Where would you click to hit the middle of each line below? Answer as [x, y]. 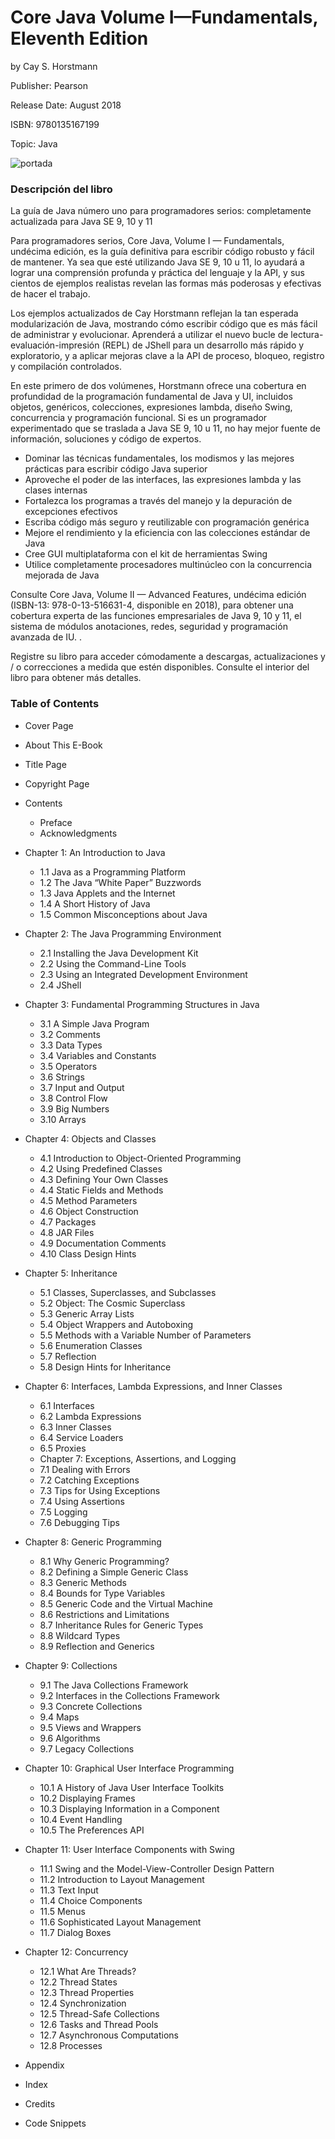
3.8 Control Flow [73, 1098]
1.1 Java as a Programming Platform [113, 872]
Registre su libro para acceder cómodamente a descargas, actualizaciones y [168, 657]
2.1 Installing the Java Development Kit [119, 953]
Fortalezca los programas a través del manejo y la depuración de [158, 501]
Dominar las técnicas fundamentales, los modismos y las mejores [159, 458]
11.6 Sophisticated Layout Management [120, 1922]
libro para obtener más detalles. [76, 678]
